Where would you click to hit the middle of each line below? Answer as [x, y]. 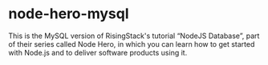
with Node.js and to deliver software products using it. [98, 52]
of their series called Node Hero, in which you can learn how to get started [132, 44]
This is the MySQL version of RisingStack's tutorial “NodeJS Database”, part [134, 36]
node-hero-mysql [69, 14]
